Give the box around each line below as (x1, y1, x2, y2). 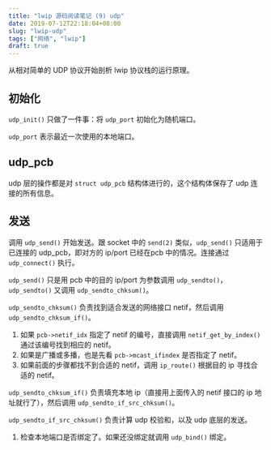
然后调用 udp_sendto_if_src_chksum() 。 (47, 397, 180, 407)
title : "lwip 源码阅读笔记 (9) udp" (8, 11, 125, 20)
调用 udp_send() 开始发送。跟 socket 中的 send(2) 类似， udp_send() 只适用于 (8, 237, 263, 247)
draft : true (8, 42, 49, 50)
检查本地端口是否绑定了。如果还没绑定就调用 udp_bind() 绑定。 (19, 431, 231, 442)
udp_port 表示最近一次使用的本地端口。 (8, 131, 139, 141)
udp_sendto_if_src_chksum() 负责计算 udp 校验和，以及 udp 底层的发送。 (8, 414, 252, 424)
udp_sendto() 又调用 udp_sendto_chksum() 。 (8, 285, 154, 294)
